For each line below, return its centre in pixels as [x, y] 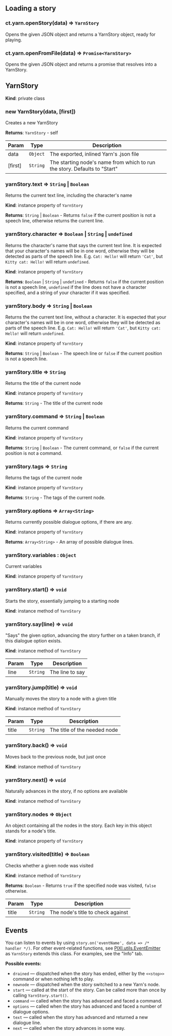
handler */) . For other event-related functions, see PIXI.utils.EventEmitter [83, 948]
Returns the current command [37, 428]
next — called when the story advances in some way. [69, 1028]
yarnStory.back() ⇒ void [36, 746]
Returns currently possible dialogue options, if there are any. [69, 522]
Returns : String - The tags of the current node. [56, 497]
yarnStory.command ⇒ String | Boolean [55, 417]
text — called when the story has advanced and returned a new [80, 1017]
